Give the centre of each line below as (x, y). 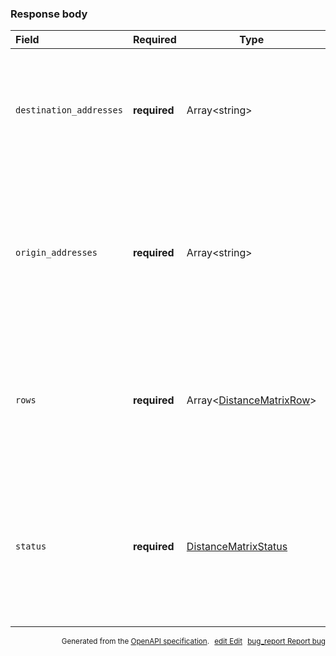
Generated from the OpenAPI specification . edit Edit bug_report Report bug (193, 642)
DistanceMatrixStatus (237, 547)
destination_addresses (69, 110)
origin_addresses (56, 253)
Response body (49, 14)
